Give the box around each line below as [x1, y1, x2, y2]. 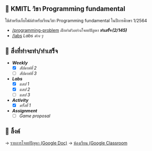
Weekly [12, 60, 28, 66]
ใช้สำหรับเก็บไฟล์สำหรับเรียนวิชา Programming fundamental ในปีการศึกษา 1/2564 [5, 17, 148, 23]
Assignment [12, 108, 38, 113]
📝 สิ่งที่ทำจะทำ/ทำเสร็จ [5, 47, 58, 55]
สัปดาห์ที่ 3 [19, 70, 37, 76]
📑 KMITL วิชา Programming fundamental [5, 5, 125, 13]
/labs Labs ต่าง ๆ [12, 32, 44, 39]
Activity [12, 97, 29, 103]
